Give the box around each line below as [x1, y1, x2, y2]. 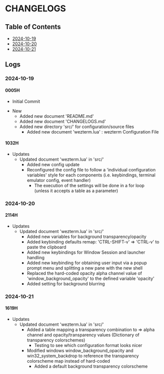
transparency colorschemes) [27, 337, 85, 343]
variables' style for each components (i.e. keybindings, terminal [27, 172, 156, 178]
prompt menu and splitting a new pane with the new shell [27, 265, 143, 271]
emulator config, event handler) [27, 177, 91, 183]
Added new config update [27, 161, 80, 168]
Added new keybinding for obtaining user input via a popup [27, 260, 147, 266]
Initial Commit [12, 98, 40, 104]
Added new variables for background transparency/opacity [27, 234, 146, 239]
